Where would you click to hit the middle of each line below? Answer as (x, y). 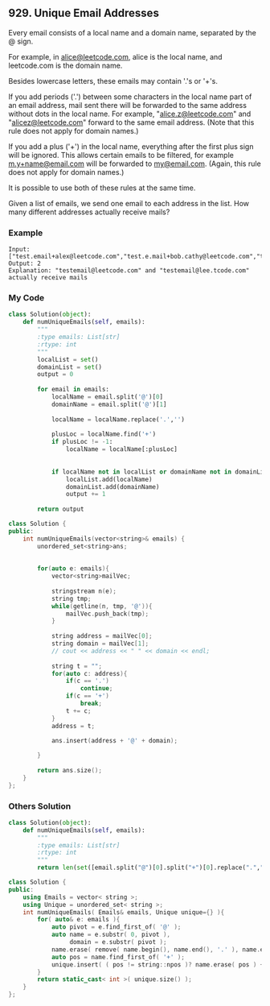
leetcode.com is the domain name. (65, 65)
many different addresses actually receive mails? (89, 212)
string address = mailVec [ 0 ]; (102, 636)
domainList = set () (70, 367)
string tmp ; (71, 598)
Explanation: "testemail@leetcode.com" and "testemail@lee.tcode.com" (129, 271)
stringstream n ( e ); (84, 591)
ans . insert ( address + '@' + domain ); (115, 740)
